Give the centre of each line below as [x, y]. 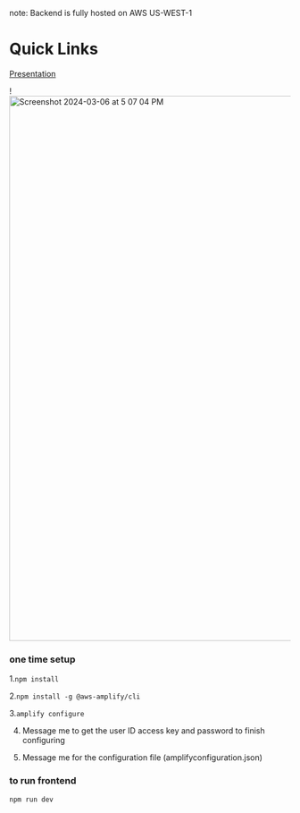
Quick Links [54, 49]
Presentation [33, 73]
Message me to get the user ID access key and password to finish [143, 731]
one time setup [42, 659]
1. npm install [34, 679]
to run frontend [43, 781]
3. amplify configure [47, 714]
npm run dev [31, 800]
